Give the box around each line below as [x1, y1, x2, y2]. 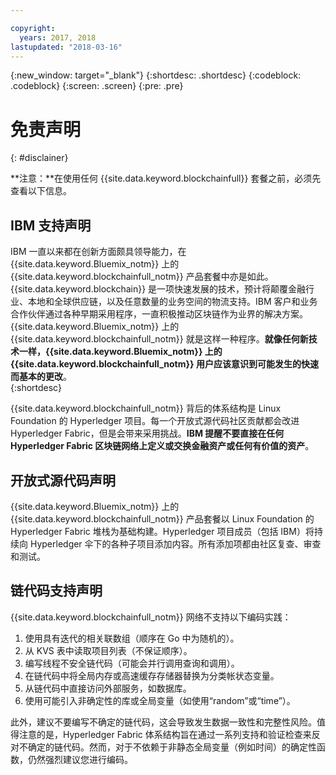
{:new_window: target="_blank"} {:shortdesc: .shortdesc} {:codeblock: [10, 69, 302, 81]
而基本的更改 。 [10, 371, 72, 383]
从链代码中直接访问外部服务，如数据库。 [24, 682, 192, 694]
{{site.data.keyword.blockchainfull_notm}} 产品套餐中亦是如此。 [10, 271, 274, 283]
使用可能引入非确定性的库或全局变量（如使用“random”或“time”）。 [24, 694, 296, 706]
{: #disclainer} [10, 152, 69, 164]
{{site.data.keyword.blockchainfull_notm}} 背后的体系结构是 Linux [10, 402, 282, 415]
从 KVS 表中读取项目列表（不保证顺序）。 [24, 644, 193, 656]
